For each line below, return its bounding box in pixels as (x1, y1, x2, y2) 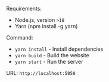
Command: (6, 34, 33, 41)
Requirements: (6, 5, 42, 12)
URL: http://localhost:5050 (6, 70, 76, 76)
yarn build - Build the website (14, 52, 89, 58)
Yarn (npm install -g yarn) (14, 23, 78, 29)
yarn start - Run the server (14, 58, 83, 65)
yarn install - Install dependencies (14, 45, 104, 53)
